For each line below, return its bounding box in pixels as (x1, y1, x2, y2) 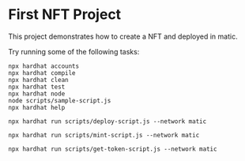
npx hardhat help (8, 103, 66, 111)
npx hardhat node (8, 89, 66, 98)
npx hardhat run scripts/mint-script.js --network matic (8, 131, 200, 139)
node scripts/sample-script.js (8, 96, 111, 104)
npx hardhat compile (8, 69, 77, 77)
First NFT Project (8, 6, 122, 24)
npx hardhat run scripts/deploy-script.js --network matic (8, 117, 207, 125)
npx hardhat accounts (8, 62, 80, 70)
